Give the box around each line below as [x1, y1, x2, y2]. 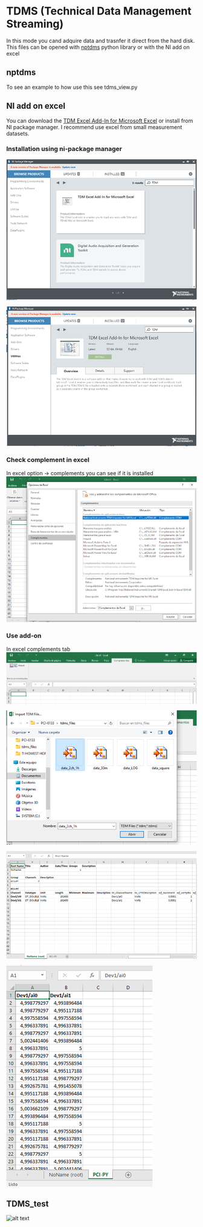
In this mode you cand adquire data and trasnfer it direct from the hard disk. [6, 37, 195, 44]
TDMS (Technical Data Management [6, 4, 192, 18]
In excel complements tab [6, 645, 71, 653]
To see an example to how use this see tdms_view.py [6, 83, 138, 91]
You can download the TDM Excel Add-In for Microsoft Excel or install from [6, 117, 193, 124]
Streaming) [6, 17, 64, 31]
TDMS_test [6, 1199, 49, 1209]
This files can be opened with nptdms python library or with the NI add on [6, 43, 190, 51]
